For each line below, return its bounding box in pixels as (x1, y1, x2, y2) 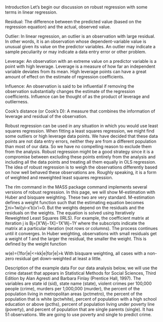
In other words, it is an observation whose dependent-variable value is (5, 38, 146, 44)
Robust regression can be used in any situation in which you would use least (5, 123, 158, 129)
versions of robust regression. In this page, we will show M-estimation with (5, 189, 156, 195)
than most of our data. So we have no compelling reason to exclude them (5, 144, 152, 149)
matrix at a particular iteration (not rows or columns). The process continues (5, 226, 158, 231)
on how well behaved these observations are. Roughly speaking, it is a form (5, 170, 157, 175)
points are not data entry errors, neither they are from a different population (5, 138, 157, 144)
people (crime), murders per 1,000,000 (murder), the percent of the (5, 286, 140, 291)
